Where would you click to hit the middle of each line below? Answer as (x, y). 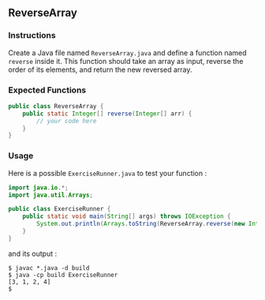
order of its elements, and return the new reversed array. (100, 69)
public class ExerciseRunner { (60, 209)
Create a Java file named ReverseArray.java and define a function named (127, 52)
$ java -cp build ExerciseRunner (63, 275)
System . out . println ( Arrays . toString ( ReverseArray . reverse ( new (141, 224)
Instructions (32, 36)
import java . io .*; (38, 187)
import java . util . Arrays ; (50, 195)
